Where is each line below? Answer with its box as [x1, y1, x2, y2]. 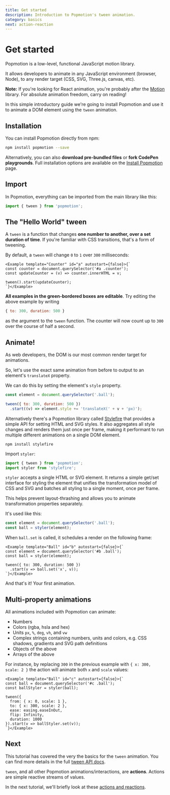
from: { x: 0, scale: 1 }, [10, 699, 67, 704]
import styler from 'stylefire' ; [5, 465, 76, 471]
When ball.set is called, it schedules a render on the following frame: [5, 535, 152, 541]
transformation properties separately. [5, 501, 84, 507]
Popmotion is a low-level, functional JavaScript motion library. [5, 61, 135, 67]
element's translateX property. [5, 372, 71, 379]
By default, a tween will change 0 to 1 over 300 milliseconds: [5, 252, 129, 258]
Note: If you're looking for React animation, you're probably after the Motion [5, 86, 165, 92]
